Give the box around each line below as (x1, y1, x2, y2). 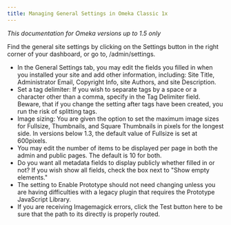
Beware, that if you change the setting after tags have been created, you (17, 99, 223, 108)
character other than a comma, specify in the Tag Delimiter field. (17, 92, 201, 101)
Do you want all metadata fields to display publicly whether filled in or (17, 158, 215, 166)
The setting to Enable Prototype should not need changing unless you (17, 180, 216, 188)
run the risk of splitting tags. (17, 107, 98, 115)
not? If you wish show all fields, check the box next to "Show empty (17, 166, 210, 174)
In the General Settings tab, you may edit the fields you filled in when (17, 63, 213, 71)
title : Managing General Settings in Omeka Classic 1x (7, 10, 168, 17)
